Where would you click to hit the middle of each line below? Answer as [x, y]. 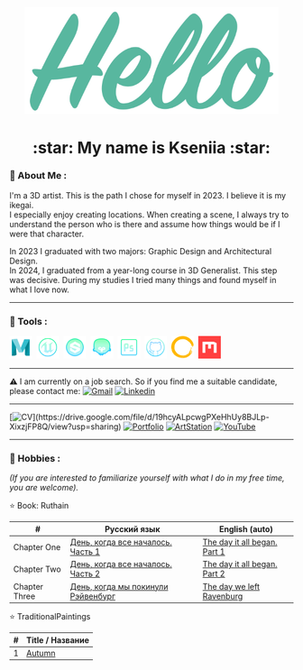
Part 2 [214, 574]
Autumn [41, 653]
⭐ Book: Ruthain [39, 506]
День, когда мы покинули [119, 586]
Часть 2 [85, 574]
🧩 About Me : [38, 176]
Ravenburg [223, 596]
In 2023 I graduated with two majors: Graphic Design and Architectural [141, 251]
